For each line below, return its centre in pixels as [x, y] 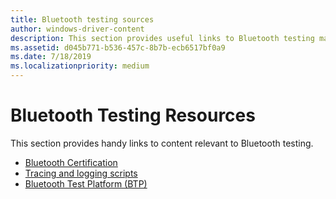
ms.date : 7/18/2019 [51, 57]
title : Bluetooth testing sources [82, 19]
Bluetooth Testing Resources [133, 115]
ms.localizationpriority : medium [80, 66]
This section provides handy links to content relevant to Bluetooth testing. [162, 143]
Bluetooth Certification [71, 162]
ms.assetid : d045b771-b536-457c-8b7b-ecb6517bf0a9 [118, 47]
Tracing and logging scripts [81, 173]
